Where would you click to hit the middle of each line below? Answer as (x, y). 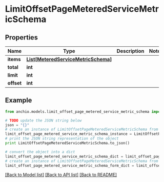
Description (131, 51)
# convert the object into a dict (40, 152)
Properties (21, 37)
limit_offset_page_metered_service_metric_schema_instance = (69, 134)
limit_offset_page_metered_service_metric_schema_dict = (64, 156)
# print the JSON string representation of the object (62, 139)
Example (19, 100)
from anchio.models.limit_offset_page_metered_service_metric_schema (77, 111)
